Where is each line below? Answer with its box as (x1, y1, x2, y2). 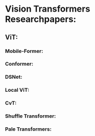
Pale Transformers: (5, 126, 52, 133)
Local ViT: (5, 86, 30, 93)
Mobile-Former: (5, 48, 43, 54)
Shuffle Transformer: (5, 113, 56, 119)
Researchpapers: (5, 14, 76, 25)
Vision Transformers (5, 3, 91, 15)
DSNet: (5, 74, 23, 81)
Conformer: (5, 61, 34, 68)
